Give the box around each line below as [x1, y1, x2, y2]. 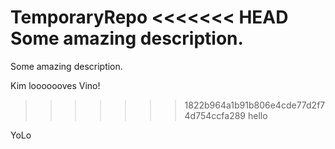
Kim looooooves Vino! [10, 79, 101, 91]
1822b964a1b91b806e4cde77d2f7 [184, 99, 326, 111]
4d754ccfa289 [184, 109, 247, 121]
